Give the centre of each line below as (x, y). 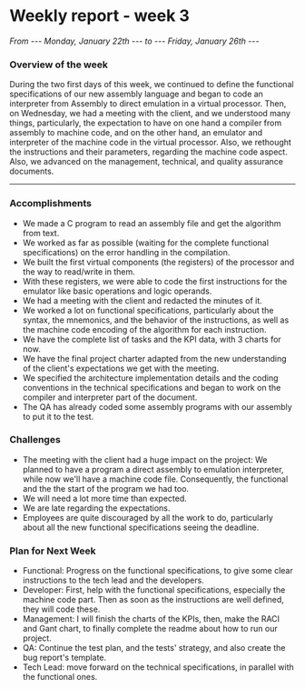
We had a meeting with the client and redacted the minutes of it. (143, 300)
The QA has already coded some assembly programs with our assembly (157, 406)
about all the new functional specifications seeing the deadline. (141, 527)
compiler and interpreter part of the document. (110, 397)
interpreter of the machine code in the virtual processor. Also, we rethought (151, 143)
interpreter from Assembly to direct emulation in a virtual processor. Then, (148, 104)
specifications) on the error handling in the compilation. (126, 252)
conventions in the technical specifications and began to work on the (152, 387)
